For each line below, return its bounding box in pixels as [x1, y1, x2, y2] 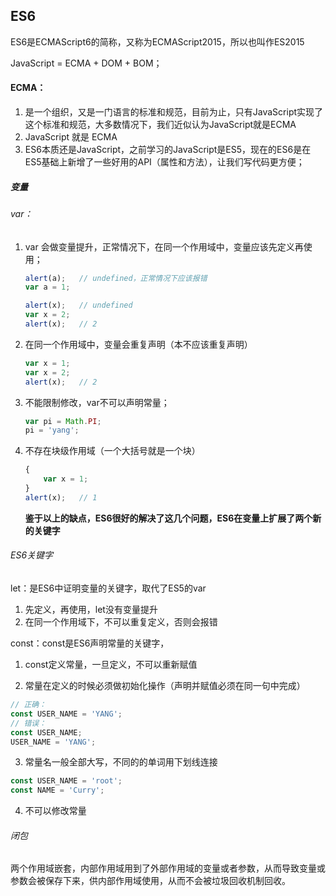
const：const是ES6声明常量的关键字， [10, 637, 170, 649]
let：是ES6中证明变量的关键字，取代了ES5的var [10, 582, 207, 594]
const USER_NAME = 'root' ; [10, 776, 123, 786]
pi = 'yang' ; [24, 425, 80, 436]
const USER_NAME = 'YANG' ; [10, 709, 123, 719]
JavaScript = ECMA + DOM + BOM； [10, 57, 163, 69]
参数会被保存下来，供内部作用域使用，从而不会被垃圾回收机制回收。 [10, 875, 291, 887]
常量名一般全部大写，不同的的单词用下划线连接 [24, 756, 218, 768]
